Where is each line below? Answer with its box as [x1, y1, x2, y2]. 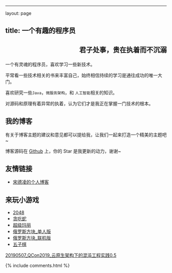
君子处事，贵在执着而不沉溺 [79, 45, 167, 54]
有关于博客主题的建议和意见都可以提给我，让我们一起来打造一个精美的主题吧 [5, 132, 167, 138]
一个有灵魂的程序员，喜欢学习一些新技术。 [5, 61, 95, 67]
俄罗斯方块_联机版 [12, 235, 51, 241]
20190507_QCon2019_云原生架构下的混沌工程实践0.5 [5, 252, 117, 259]
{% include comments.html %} [5, 263, 70, 269]
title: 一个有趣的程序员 [5, 26, 76, 35]
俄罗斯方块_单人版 [12, 228, 51, 234]
